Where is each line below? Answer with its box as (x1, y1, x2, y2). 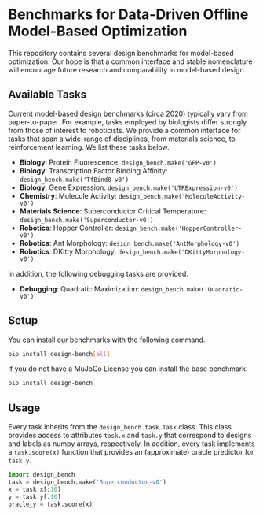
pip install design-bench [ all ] (8, 350, 111, 358)
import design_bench (8, 471, 76, 479)
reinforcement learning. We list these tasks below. (8, 142, 170, 151)
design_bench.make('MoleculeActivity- (119, 192, 246, 200)
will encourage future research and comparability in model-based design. (8, 65, 247, 74)
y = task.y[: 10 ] (8, 492, 61, 501)
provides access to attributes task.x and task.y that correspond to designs (8, 431, 252, 440)
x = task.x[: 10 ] (8, 485, 61, 493)
